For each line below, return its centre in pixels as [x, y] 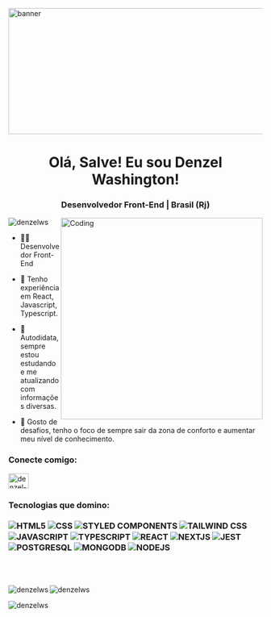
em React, [37, 296]
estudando [38, 364]
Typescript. [39, 314]
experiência [40, 288]
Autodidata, [39, 338]
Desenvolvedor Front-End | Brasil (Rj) [135, 205]
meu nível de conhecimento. [67, 439]
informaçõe [39, 398]
